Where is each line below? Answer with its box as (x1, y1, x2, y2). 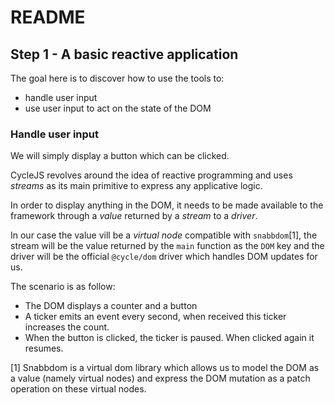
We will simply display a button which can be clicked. (10, 150, 230, 162)
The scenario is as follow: (10, 281, 116, 293)
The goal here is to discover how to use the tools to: (10, 72, 225, 84)
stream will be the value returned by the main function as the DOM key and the (10, 240, 325, 252)
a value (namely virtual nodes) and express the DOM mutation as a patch (10, 372, 311, 385)
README (10, 6, 86, 29)
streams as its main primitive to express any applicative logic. (10, 180, 263, 192)
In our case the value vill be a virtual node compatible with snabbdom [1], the (10, 229, 318, 241)
